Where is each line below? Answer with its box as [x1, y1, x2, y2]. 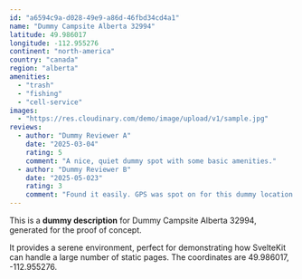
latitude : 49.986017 [9, 30, 88, 39]
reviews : [9, 123, 42, 132]
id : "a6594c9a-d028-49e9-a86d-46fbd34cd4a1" [9, 13, 180, 23]
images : [9, 106, 39, 115]
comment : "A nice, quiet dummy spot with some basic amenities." [25, 156, 278, 166]
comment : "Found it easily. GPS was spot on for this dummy [25, 190, 257, 199]
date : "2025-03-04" [25, 139, 99, 149]
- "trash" [17, 81, 54, 90]
